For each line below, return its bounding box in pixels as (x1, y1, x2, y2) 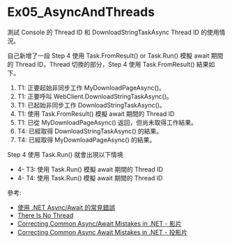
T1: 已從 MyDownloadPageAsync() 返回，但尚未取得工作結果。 (17, 118, 197, 126)
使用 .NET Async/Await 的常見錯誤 (17, 203, 116, 212)
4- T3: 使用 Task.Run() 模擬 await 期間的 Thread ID (17, 165, 164, 174)
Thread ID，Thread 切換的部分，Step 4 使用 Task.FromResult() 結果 (15, 60, 209, 68)
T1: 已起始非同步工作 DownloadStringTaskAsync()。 (17, 101, 166, 109)
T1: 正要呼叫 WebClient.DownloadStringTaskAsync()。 (17, 92, 173, 101)
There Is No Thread (17, 211, 74, 219)
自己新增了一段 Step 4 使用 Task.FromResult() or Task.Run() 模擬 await (7, 51, 210, 60)
